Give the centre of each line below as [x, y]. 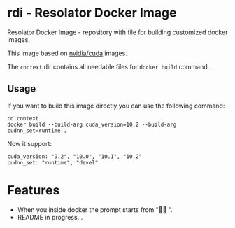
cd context [23, 118]
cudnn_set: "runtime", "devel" [53, 162]
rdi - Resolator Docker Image [92, 13]
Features [34, 190]
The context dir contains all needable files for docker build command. [108, 66]
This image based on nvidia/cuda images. [67, 53]
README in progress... [50, 217]
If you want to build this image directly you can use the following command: [116, 106]
